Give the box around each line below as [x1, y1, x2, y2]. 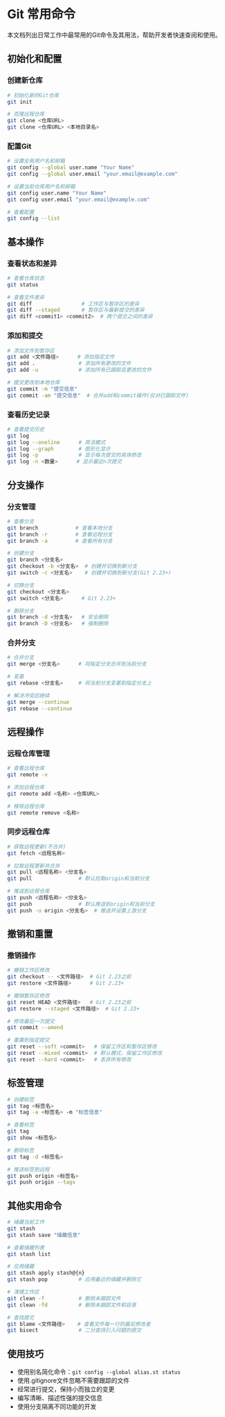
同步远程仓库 [7, 827, 51, 837]
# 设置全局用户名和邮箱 [7, 158, 66, 165]
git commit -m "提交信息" [7, 385, 78, 393]
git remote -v [7, 771, 48, 778]
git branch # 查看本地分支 [7, 524, 113, 532]
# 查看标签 [7, 1122, 35, 1129]
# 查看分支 [7, 518, 35, 525]
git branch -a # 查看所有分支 [7, 537, 113, 544]
